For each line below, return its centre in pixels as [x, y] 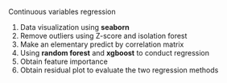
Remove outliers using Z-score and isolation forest [103, 36]
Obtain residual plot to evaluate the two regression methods [119, 70]
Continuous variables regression [62, 12]
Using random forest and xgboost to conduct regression [115, 53]
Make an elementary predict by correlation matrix [102, 44]
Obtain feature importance [64, 61]
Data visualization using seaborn [75, 27]
